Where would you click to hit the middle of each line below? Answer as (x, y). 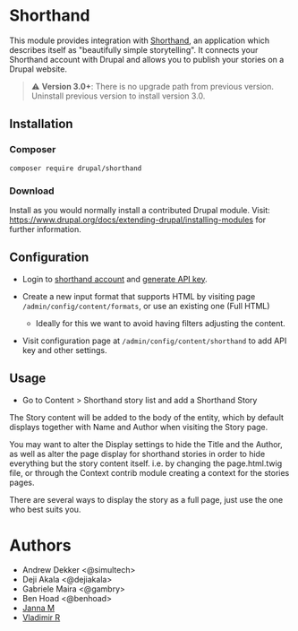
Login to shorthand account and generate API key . (115, 279)
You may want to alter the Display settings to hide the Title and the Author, (146, 444)
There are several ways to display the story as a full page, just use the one (146, 499)
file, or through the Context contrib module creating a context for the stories (149, 472)
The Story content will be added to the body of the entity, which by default (147, 417)
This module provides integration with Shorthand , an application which (140, 40)
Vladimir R (41, 618)
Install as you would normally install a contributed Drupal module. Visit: (140, 210)
